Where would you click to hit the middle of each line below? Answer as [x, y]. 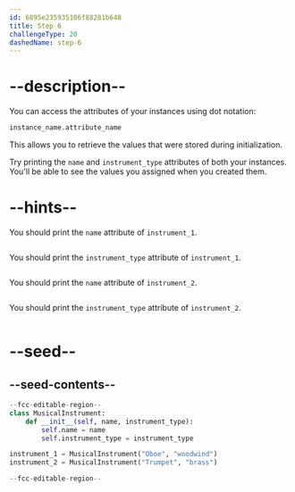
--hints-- [43, 208]
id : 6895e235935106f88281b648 [66, 17]
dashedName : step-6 [46, 42]
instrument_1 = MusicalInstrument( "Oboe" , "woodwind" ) [114, 454]
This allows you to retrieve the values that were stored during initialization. [146, 145]
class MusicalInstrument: [57, 413]
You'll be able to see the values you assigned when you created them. [138, 171]
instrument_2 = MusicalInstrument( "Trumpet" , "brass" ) [114, 463]
